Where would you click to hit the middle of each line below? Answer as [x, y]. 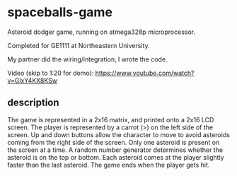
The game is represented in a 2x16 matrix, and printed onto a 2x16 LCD [111, 119]
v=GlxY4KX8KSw [33, 80]
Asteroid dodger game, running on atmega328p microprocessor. [102, 32]
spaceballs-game [60, 12]
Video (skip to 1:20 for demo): [51, 73]
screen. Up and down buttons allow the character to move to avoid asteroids [118, 134]
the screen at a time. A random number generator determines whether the [115, 150]
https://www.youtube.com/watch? [145, 73]
